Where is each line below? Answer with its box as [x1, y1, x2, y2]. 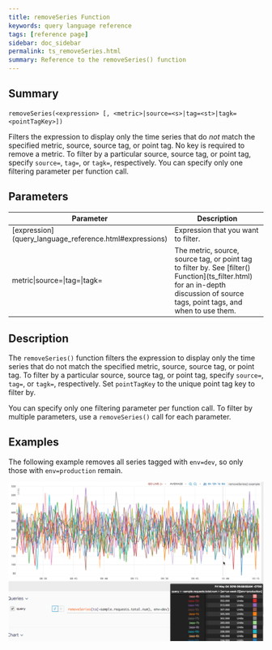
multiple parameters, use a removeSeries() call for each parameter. [8, 411, 232, 421]
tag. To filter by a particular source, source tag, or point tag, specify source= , [8, 370, 264, 380]
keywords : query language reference [8, 21, 132, 30]
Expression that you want [174, 226, 259, 235]
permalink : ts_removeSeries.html [8, 47, 121, 56]
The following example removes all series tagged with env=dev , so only [8, 457, 244, 467]
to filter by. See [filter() [174, 262, 251, 272]
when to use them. [174, 305, 236, 316]
